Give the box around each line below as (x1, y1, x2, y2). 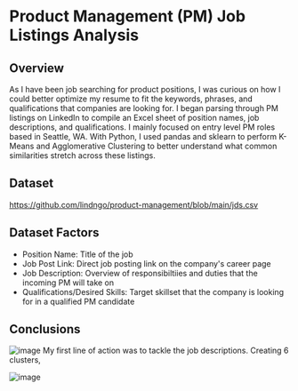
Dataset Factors (9, 225, 100, 241)
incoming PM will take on (21, 277, 115, 288)
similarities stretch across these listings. (9, 150, 156, 161)
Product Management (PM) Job (9, 6, 246, 27)
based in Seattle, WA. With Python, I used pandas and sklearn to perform (9, 132, 278, 141)
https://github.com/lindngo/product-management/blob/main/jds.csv (9, 199, 259, 210)
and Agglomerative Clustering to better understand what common (36, 140, 278, 151)
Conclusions (9, 322, 81, 337)
